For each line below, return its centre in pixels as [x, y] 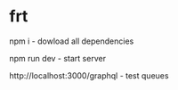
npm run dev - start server [58, 58]
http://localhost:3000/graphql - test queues [89, 75]
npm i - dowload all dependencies [72, 41]
